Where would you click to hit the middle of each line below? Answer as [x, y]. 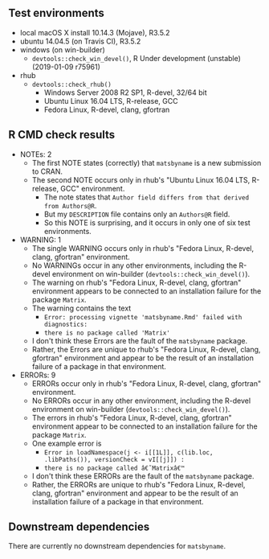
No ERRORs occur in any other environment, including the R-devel [141, 401]
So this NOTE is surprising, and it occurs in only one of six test [147, 222]
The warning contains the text [82, 308]
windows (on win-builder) [63, 49]
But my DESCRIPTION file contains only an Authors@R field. [137, 214]
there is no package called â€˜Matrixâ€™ [114, 468]
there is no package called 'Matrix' [107, 333]
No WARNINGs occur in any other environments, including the [134, 265]
